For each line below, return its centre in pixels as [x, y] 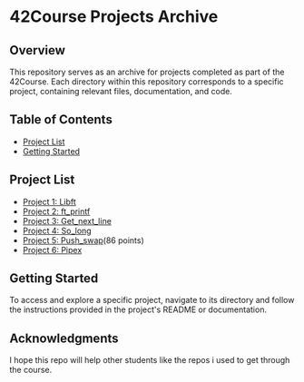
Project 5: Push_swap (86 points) [83, 240]
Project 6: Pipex [52, 250]
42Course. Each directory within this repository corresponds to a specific [147, 82]
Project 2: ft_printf [56, 211]
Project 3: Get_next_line [67, 220]
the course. [31, 370]
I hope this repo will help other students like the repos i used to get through [150, 360]
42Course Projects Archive [114, 17]
